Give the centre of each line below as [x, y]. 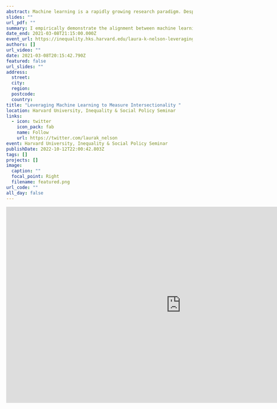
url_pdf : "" [21, 22]
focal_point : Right [36, 177]
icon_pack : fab [36, 127]
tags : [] [17, 154]
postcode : [23, 94]
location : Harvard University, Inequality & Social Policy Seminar [91, 111]
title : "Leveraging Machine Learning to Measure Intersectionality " [94, 105]
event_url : [20, 39]
